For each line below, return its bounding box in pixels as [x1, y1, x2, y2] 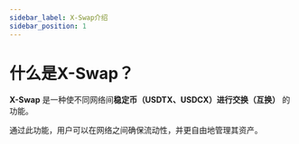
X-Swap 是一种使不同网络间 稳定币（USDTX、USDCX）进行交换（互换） [9, 94, 281, 105]
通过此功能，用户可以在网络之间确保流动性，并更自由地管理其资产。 [9, 125, 263, 136]
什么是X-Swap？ [9, 63, 135, 84]
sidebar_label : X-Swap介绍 [9, 13, 108, 22]
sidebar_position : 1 [9, 22, 88, 31]
